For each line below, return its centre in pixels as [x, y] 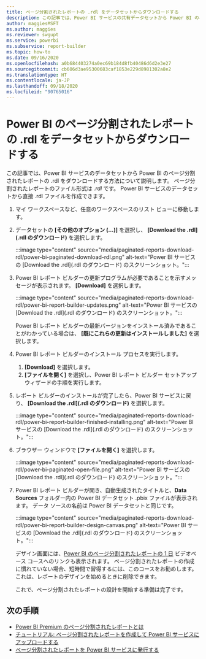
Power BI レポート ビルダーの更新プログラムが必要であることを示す [100, 277]
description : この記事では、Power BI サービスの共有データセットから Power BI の [103, 18]
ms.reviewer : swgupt [33, 35]
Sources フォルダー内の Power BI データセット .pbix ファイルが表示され [106, 498]
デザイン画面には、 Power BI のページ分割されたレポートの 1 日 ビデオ [103, 553]
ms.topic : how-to [29, 52]
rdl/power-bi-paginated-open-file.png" [64, 469]
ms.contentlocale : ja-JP [38, 80]
